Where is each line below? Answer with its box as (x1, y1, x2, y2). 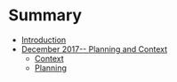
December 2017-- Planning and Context (20, 43, 168, 54)
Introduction (20, 34, 67, 45)
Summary (8, 5, 82, 26)
